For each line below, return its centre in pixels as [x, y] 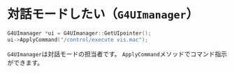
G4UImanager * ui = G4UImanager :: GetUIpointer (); [79, 33]
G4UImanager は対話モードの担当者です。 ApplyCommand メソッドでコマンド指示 [117, 54]
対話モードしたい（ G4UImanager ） [103, 14]
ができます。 [25, 63]
